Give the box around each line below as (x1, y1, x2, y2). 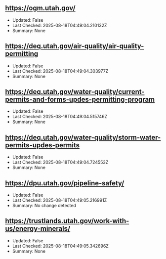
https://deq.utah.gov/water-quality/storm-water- (5, 133, 161, 141)
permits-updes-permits (5, 141, 80, 149)
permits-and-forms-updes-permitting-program (5, 95, 155, 104)
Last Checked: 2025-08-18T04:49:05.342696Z (12, 243, 109, 249)
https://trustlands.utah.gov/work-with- (5, 217, 129, 225)
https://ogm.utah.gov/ (5, 4, 76, 12)
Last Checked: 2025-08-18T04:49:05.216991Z (12, 197, 107, 203)
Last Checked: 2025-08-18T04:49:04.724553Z (12, 159, 109, 165)
